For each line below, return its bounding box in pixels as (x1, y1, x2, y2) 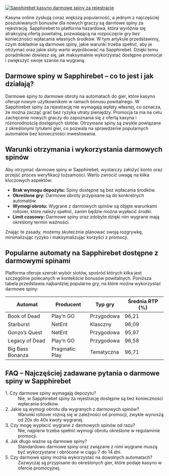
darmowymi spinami (5, 257, 71, 265)
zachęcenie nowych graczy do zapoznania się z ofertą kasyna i (5, 114, 137, 120)
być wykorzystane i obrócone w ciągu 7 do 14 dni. (18, 449, 122, 455)
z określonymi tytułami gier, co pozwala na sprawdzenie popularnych (5, 125, 148, 131)
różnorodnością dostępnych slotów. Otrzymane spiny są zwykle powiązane (5, 120, 161, 126)
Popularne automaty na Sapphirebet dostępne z (5, 249, 158, 257)
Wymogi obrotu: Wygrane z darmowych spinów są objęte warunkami (12, 203, 157, 209)
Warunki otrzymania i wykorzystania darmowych (5, 145, 162, 154)
